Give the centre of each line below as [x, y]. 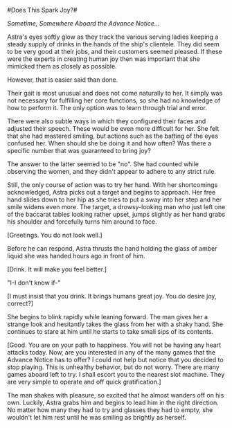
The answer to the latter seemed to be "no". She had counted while [103, 164]
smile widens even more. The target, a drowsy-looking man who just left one [116, 207]
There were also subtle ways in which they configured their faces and [107, 121]
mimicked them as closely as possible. [62, 66]
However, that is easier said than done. [63, 80]
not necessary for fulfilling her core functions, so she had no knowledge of [114, 100]
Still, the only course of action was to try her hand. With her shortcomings [113, 185]
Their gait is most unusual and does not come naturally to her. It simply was [115, 93]
